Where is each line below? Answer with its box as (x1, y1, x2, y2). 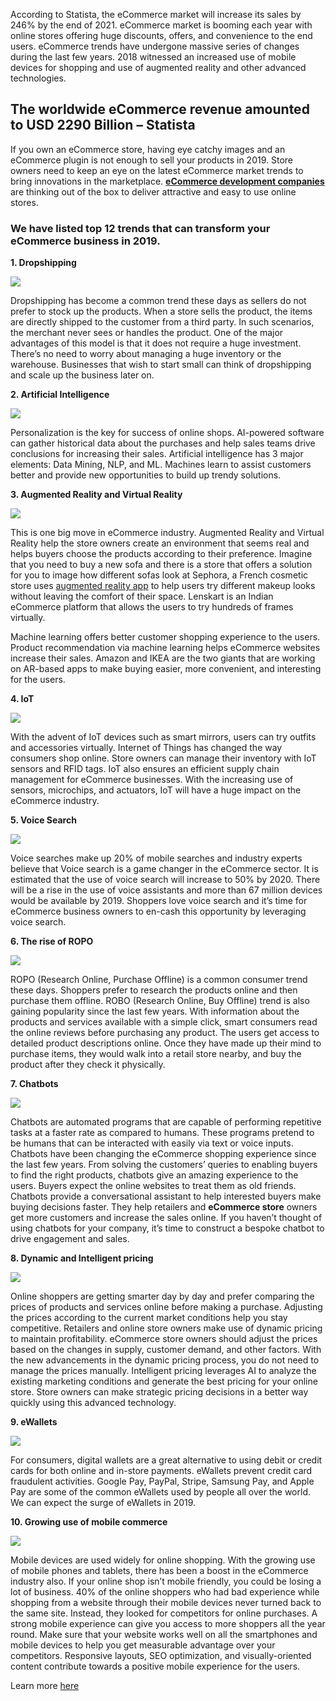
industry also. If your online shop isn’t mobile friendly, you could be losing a (10, 1575, 322, 1588)
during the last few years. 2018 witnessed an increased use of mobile (10, 51, 297, 63)
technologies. (10, 72, 67, 84)
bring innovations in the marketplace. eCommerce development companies (10, 175, 325, 187)
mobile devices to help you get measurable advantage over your (10, 1639, 276, 1651)
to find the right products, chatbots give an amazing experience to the (10, 1169, 299, 1181)
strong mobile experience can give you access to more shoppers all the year (10, 1618, 326, 1630)
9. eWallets (10, 1416, 58, 1428)
